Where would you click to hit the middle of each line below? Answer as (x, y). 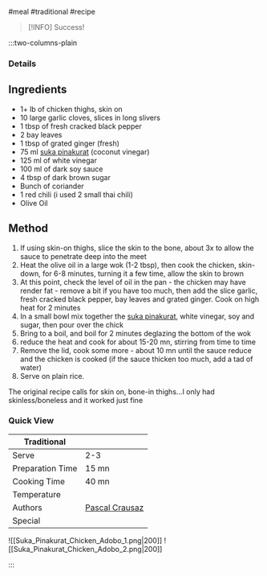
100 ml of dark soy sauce (61, 169)
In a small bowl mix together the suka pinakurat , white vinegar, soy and (137, 316)
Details (22, 64)
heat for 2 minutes (50, 307)
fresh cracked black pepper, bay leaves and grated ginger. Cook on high (140, 299)
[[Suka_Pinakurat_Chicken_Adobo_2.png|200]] (85, 549)
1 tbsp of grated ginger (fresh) (70, 143)
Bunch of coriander (52, 186)
